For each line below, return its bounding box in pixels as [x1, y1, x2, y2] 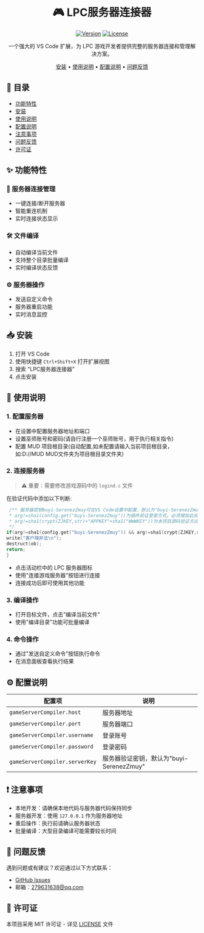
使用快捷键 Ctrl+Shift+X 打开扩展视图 [15, 357, 110, 365]
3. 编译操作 [6, 596, 39, 604]
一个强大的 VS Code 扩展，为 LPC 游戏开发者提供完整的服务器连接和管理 [8, 42, 191, 49]
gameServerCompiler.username [9, 732, 93, 739]
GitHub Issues [15, 876, 50, 883]
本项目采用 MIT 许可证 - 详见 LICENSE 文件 [6, 920, 114, 928]
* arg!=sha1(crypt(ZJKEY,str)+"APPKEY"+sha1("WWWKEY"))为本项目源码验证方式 [8, 518, 199, 524]
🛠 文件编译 [6, 232, 39, 240]
